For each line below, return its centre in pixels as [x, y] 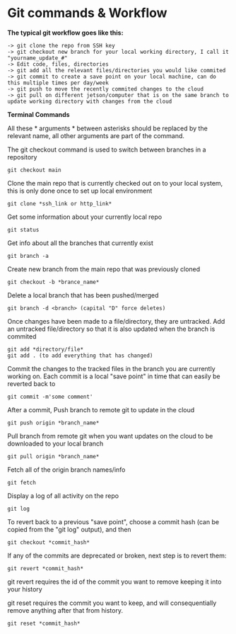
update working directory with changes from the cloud [90, 101]
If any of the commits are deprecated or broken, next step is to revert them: [117, 555]
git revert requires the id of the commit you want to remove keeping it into [114, 582]
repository [22, 157]
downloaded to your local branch [55, 443]
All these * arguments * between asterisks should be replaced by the [108, 128]
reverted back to [31, 383]
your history [25, 589]
